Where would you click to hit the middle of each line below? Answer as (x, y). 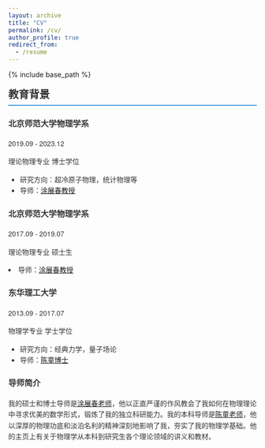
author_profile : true (44, 37)
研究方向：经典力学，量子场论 (68, 349)
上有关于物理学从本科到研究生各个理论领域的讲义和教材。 (122, 436)
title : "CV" (28, 23)
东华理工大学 (33, 293)
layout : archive (35, 15)
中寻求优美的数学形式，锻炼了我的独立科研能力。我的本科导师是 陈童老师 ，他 (132, 414)
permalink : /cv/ (35, 30)
